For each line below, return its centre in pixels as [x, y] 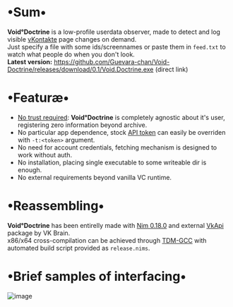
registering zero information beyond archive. [82, 125]
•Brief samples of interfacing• [97, 277]
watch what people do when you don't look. [71, 54]
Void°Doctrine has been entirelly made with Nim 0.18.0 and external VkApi [116, 225]
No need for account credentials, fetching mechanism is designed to [117, 147]
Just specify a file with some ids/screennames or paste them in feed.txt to [116, 47]
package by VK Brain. [39, 233]
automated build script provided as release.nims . [79, 248]
